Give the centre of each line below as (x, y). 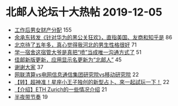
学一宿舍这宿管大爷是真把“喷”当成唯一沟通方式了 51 (78, 52)
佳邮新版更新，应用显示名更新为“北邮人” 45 (68, 60)
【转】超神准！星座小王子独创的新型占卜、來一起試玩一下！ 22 (92, 82)
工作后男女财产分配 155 (43, 30)
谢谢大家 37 (29, 67)
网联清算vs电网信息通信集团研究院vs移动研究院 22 (76, 74)
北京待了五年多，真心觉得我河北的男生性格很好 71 (76, 45)
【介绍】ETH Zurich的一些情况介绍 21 (61, 89)
